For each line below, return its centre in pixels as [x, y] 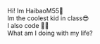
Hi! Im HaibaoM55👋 [35, 11]
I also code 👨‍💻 [28, 25]
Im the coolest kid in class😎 [48, 18]
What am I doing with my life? [50, 33]
